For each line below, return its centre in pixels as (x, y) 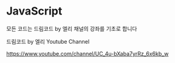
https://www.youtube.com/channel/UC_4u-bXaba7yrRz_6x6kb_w (87, 53)
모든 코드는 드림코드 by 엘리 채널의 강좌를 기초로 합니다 (72, 28)
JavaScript (34, 11)
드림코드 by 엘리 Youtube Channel (48, 41)
